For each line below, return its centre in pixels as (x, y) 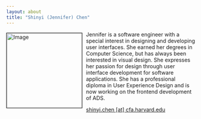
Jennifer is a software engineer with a (133, 34)
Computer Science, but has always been (136, 53)
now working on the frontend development (139, 91)
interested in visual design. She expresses (138, 60)
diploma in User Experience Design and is (138, 85)
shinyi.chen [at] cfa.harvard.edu (126, 109)
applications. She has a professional (131, 79)
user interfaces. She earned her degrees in (139, 47)
